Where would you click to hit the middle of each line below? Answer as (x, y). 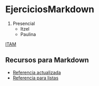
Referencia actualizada (37, 72)
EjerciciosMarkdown (50, 9)
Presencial (24, 23)
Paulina (28, 34)
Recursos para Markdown (47, 60)
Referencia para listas (35, 78)
